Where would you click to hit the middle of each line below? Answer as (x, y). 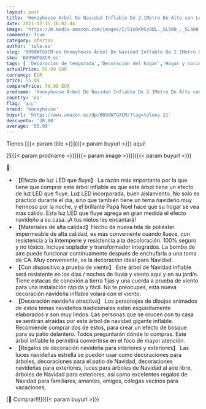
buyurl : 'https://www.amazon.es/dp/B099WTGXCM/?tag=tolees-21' (89, 115)
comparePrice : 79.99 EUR (38, 87)
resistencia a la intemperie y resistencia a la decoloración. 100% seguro (106, 241)
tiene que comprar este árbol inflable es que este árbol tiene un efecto (104, 187)
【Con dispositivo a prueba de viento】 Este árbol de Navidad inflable (103, 267)
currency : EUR (25, 75)
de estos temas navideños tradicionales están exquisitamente (93, 308)
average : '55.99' (29, 127)
